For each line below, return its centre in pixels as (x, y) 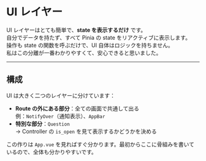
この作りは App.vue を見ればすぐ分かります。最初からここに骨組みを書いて (101, 144)
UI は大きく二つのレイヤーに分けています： (61, 95)
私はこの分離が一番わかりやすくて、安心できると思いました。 (84, 52)
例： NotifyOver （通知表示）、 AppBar (60, 116)
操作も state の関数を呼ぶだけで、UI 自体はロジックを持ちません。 (90, 45)
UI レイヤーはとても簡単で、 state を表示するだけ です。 (76, 30)
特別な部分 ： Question (43, 123)
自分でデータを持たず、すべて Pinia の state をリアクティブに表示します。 (99, 37)
